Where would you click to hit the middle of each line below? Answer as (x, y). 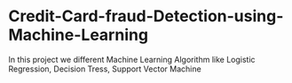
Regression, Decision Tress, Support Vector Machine (105, 69)
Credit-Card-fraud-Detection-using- (146, 16)
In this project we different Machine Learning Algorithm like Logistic (132, 59)
